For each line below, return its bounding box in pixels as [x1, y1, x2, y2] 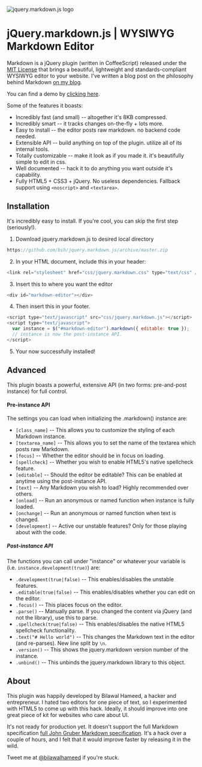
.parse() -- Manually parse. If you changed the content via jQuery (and [15, 608, 192, 615]
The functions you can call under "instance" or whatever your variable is [7, 557, 186, 565]
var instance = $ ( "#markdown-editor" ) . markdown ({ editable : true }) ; [12, 325, 189, 332]
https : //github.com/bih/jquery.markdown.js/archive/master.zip [7, 247, 168, 253]
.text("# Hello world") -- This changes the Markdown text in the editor [15, 633, 195, 640]
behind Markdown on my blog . [7, 78, 83, 85]
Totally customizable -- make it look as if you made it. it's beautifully [15, 152, 185, 159]
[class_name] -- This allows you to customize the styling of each [15, 426, 175, 433]
